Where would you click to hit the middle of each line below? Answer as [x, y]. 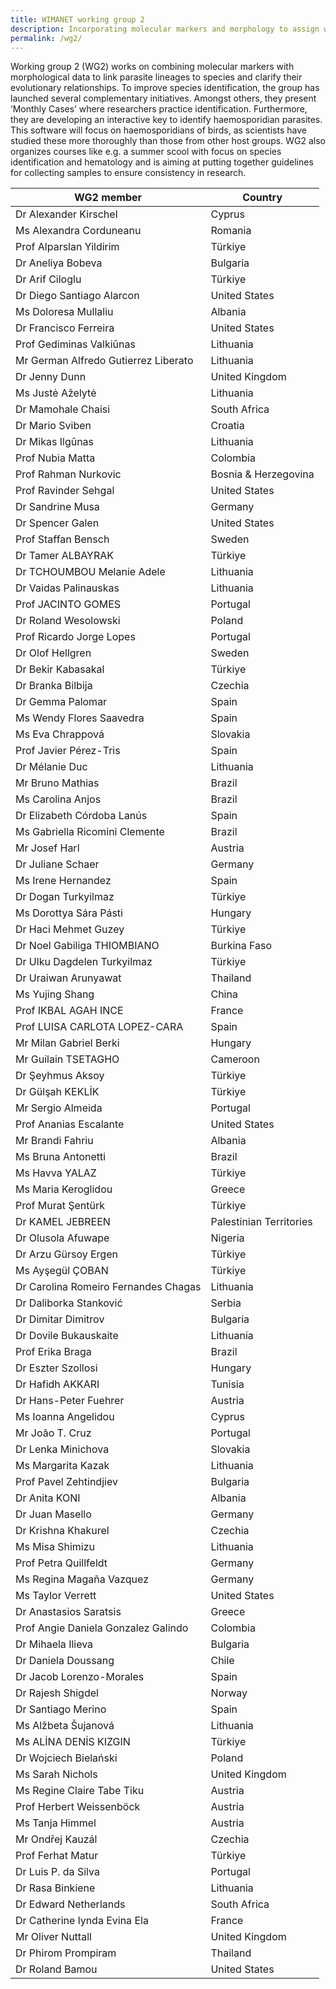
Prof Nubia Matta [55, 458]
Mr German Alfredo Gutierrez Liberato [104, 361]
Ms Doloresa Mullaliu [64, 312]
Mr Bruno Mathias [57, 783]
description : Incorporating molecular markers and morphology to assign [165, 29]
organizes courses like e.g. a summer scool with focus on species [146, 152]
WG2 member [108, 198]
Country [262, 198]
